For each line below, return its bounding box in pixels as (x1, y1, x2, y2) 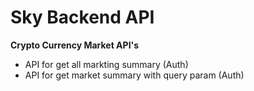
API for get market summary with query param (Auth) (24, 69, 245, 81)
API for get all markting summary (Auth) (24, 58, 189, 70)
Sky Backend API (10, 6, 155, 29)
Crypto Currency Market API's (10, 39, 140, 51)
